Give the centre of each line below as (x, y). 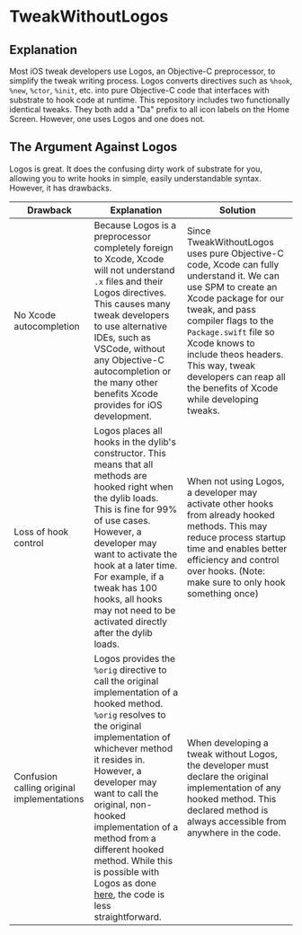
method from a (125, 838)
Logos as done (125, 883)
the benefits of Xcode (233, 388)
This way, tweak (222, 366)
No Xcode (35, 314)
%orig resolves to (130, 714)
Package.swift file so (231, 331)
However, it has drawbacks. (61, 188)
